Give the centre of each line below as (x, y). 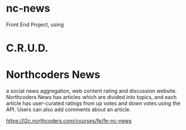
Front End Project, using (35, 24)
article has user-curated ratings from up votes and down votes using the (93, 103)
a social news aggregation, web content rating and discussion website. (92, 91)
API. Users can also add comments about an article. (68, 110)
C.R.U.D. (27, 48)
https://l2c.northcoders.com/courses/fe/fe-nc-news (69, 121)
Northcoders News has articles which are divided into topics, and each (92, 97)
